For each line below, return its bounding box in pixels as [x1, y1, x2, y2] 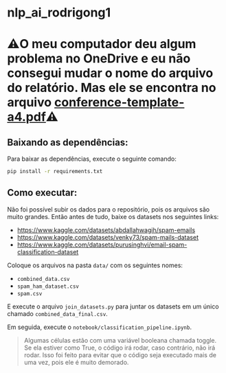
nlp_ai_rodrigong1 [7, 5, 111, 21]
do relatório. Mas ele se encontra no [7, 80, 216, 95]
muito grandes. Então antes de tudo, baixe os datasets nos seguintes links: [7, 212, 219, 221]
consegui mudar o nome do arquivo [7, 65, 214, 81]
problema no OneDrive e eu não [7, 51, 191, 67]
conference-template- [54, 95, 185, 111]
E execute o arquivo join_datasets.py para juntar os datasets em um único [7, 302, 219, 310]
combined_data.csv [16, 275, 70, 282]
